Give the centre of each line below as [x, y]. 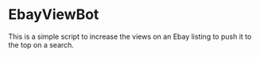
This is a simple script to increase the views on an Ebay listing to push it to [130, 36]
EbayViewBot [54, 15]
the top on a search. [41, 44]
